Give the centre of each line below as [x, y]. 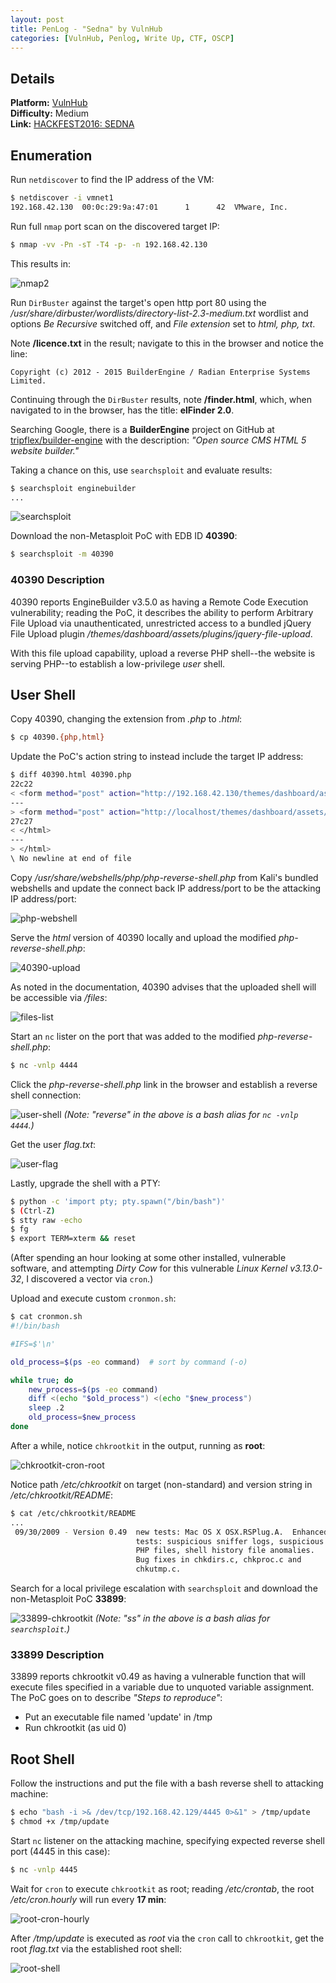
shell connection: [46, 1095]
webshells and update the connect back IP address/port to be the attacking [166, 888]
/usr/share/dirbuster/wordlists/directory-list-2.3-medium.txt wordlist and [159, 313]
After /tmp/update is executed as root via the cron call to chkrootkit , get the [167, 1938]
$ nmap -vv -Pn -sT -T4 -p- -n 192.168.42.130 [109, 244]
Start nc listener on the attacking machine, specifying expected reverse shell [167, 1840]
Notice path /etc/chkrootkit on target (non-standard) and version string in [161, 1484]
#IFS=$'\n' [33, 1344]
